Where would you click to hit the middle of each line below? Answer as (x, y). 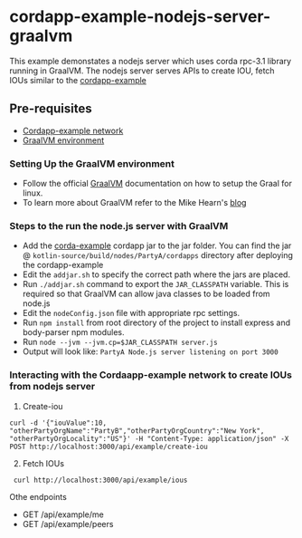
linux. (33, 193)
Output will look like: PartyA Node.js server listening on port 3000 (150, 351)
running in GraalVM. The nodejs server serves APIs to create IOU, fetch (142, 71)
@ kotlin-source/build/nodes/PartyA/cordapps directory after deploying (158, 255)
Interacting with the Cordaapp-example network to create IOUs (151, 375)
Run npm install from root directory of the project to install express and (156, 322)
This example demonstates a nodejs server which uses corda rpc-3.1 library (151, 61)
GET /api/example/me (63, 514)
